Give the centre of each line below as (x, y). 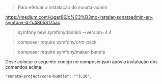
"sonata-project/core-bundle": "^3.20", (49, 76)
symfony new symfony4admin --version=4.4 (65, 32)
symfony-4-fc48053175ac (33, 23)
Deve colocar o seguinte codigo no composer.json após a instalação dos (81, 62)
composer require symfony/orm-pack (57, 42)
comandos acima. (24, 67)
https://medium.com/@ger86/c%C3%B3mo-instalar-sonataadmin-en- (79, 17)
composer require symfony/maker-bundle (61, 52)
